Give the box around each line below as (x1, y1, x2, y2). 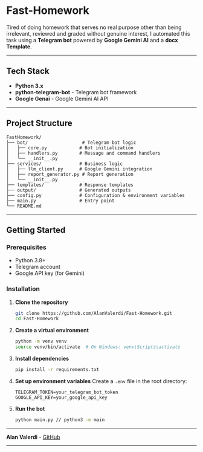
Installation (6, 285, 40, 293)
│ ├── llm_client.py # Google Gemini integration (6, 166, 153, 172)
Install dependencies (14, 355, 69, 363)
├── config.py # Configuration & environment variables (6, 192, 185, 198)
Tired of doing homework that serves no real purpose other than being (6, 24, 182, 31)
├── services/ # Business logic (6, 161, 123, 167)
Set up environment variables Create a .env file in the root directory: (14, 377, 187, 384)
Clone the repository (14, 299, 68, 306)
